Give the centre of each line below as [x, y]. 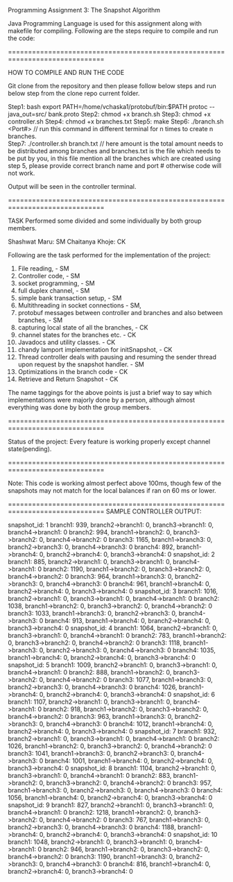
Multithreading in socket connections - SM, [79, 305]
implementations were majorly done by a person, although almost [102, 400]
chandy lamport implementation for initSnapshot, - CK [95, 349]
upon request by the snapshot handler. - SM [81, 364]
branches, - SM [40, 320]
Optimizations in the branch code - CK [73, 372]
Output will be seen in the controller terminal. [72, 186]
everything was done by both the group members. [79, 407]
